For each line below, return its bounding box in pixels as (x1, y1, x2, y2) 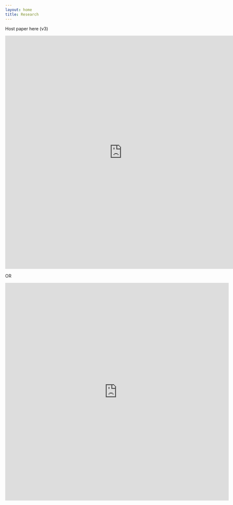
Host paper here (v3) (5, 25, 48, 31)
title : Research (5, 12, 39, 17)
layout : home (5, 7, 32, 12)
